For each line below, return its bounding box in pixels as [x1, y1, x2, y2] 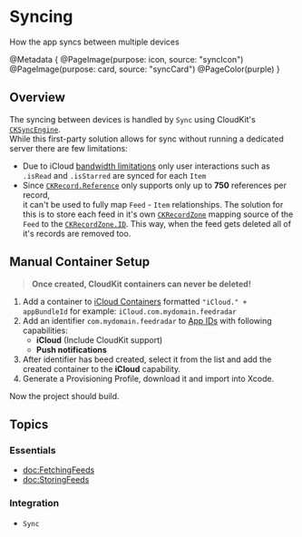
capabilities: [22, 325, 68, 336]
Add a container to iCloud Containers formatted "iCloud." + [22, 296, 248, 307]
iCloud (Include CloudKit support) [35, 334, 163, 346]
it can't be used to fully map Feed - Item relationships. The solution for [22, 199, 284, 210]
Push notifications [35, 344, 107, 355]
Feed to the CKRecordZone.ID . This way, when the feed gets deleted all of [22, 218, 292, 229]
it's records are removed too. [22, 228, 132, 239]
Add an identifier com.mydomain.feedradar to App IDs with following [22, 315, 272, 326]
